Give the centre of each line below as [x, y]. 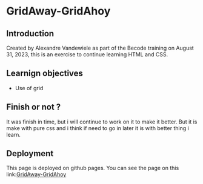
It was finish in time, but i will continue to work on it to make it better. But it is [102, 122]
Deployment [30, 153]
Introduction [30, 34]
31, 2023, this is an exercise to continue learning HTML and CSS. [87, 54]
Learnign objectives [45, 74]
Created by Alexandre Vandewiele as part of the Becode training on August [100, 48]
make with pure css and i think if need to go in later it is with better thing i [98, 128]
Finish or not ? [34, 107]
